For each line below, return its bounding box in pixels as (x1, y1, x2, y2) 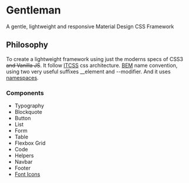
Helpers (14, 152, 34, 159)
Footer (14, 165, 31, 172)
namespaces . (6, 74, 39, 81)
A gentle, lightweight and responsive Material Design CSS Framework (6, 23, 174, 30)
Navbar (14, 158, 33, 165)
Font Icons (14, 171, 41, 178)
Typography (14, 102, 45, 109)
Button (14, 115, 31, 122)
